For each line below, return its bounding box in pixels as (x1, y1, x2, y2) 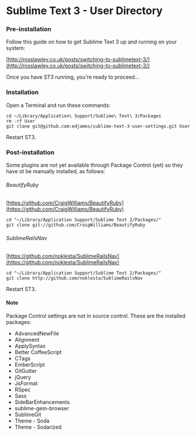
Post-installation (6, 148, 55, 156)
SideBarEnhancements (14, 398, 70, 406)
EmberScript (14, 361, 45, 368)
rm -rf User (6, 118, 35, 124)
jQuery (14, 373, 31, 380)
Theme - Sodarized (14, 423, 62, 430)
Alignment (14, 336, 40, 343)
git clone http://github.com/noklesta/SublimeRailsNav (6, 275, 143, 281)
